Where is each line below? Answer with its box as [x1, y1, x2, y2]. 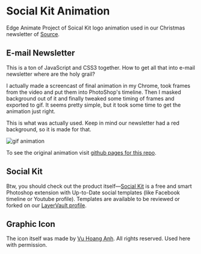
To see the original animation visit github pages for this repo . [6, 149, 156, 156]
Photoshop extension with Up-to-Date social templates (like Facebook [6, 188, 181, 196]
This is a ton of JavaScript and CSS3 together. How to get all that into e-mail [6, 64, 196, 71]
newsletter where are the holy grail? [6, 70, 95, 78]
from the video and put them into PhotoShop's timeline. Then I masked [6, 88, 182, 96]
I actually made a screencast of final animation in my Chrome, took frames [6, 82, 191, 89]
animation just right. [6, 107, 56, 115]
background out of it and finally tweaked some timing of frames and [6, 94, 175, 102]
